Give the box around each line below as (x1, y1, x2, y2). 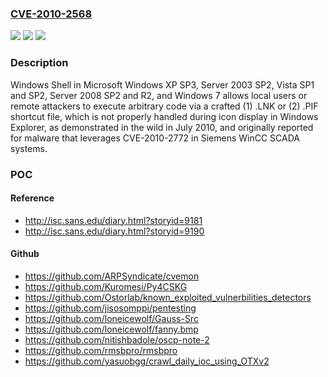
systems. (10, 142, 48, 154)
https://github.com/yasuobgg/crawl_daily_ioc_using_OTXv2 (24, 355, 270, 367)
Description (10, 56, 69, 70)
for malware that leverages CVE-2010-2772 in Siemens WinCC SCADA (10, 132, 300, 144)
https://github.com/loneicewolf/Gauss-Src (24, 312, 199, 324)
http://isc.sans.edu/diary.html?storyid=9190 (24, 225, 205, 237)
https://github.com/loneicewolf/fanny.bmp (24, 323, 199, 335)
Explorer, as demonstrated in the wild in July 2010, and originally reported (10, 121, 314, 133)
